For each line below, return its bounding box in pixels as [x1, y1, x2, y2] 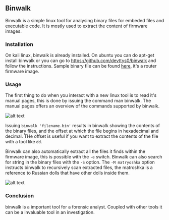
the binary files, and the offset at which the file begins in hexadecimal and [5, 128, 159, 134]
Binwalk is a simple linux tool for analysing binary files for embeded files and [5, 17, 164, 23]
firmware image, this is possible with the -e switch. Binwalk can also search [5, 154, 162, 160]
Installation [5, 40, 34, 47]
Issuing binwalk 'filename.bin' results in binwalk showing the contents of [5, 123, 160, 129]
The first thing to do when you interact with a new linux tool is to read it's [5, 92, 157, 98]
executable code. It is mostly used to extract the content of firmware [5, 23, 148, 29]
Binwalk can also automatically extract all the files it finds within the [5, 148, 146, 154]
